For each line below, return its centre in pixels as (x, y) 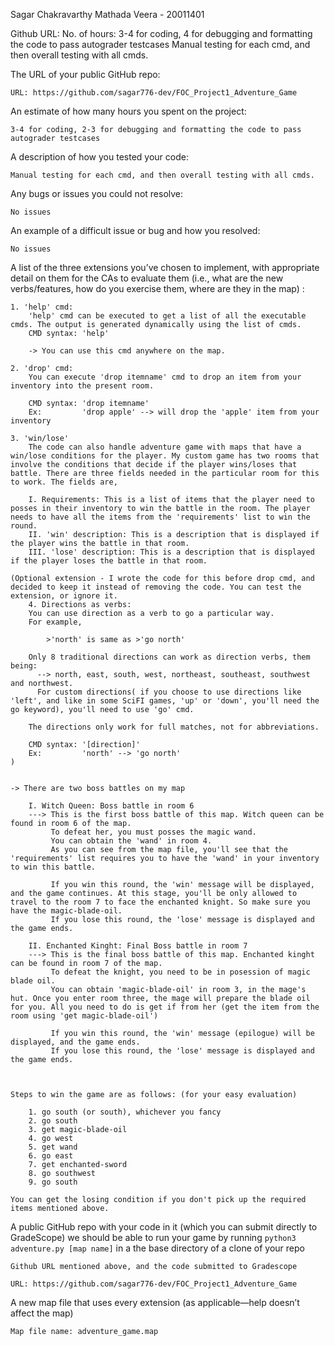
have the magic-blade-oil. (66, 911)
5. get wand (53, 1147)
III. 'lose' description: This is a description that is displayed (171, 552)
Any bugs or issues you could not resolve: (97, 193)
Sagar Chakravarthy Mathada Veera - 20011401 (107, 14)
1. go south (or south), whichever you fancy (125, 1112)
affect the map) (42, 1313)
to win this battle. (53, 867)
